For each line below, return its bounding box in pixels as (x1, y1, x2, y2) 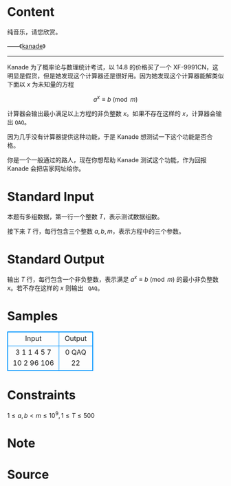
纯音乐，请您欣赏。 (7, 27, 62, 36)
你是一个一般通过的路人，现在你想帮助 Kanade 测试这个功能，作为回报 (7, 155, 208, 164)
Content (7, 4, 55, 20)
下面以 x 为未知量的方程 (7, 80, 74, 88)
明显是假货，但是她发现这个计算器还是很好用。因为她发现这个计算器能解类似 (7, 71, 224, 80)
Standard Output (7, 252, 104, 267)
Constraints (7, 388, 76, 403)
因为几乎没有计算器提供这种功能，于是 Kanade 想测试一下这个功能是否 (7, 132, 208, 141)
